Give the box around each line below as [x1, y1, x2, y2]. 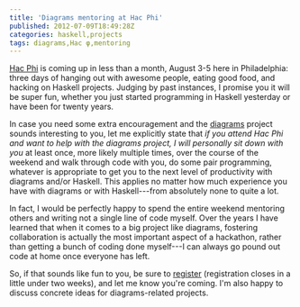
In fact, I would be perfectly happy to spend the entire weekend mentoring [9, 203, 286, 214]
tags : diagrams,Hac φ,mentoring [9, 38, 131, 48]
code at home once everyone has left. [9, 251, 150, 262]
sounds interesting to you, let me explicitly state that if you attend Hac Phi [9, 128, 284, 140]
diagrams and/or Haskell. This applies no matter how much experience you [9, 176, 288, 187]
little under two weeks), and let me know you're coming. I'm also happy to [9, 278, 284, 289]
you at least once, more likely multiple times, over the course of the [9, 148, 259, 158]
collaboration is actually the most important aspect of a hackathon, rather [9, 231, 282, 243]
